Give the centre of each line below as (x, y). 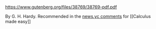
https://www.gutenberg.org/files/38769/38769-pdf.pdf (61, 7)
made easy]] (18, 22)
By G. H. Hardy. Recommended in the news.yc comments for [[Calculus (78, 16)
